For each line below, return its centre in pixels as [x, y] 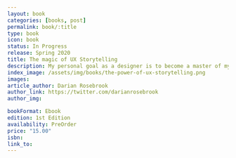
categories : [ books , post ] [47, 20]
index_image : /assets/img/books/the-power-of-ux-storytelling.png [106, 72]
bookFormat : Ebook [34, 112]
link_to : [20, 144]
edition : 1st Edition [39, 118]
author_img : [25, 99]
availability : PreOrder [42, 124]
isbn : [15, 138]
